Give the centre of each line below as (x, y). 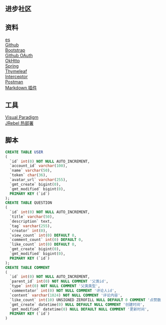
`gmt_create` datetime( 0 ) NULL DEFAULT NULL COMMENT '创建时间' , (77, 305)
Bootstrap (15, 50)
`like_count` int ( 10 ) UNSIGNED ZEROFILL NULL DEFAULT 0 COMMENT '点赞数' (86, 300)
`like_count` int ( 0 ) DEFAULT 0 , (43, 244)
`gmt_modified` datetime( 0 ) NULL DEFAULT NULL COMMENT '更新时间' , (79, 309)
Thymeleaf (16, 72)
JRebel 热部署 (19, 123)
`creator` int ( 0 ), (29, 231)
